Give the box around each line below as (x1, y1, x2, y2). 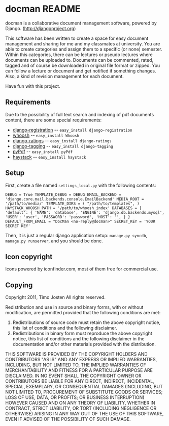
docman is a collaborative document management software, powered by (5, 20, 157, 26)
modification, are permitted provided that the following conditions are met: (5, 310, 161, 316)
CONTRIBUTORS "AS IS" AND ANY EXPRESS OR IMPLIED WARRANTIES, (5, 357, 157, 363)
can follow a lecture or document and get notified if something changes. (5, 67, 156, 74)
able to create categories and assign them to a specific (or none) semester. (5, 46, 162, 52)
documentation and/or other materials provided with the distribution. (12, 341, 156, 347)
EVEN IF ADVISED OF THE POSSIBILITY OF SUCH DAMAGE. (5, 416, 131, 422)
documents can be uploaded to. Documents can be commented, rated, (5, 57, 154, 63)
